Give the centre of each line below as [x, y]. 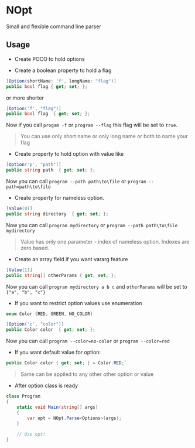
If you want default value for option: [58, 353]
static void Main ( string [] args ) [57, 407]
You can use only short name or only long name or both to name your [104, 136]
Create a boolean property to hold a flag [63, 70]
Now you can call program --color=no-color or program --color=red [88, 341]
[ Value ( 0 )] [19, 208]
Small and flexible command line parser [54, 26]
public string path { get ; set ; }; [51, 170]
